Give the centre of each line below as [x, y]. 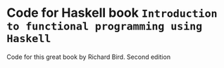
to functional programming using [105, 26]
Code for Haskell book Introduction [112, 13]
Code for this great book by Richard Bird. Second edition [88, 57]
